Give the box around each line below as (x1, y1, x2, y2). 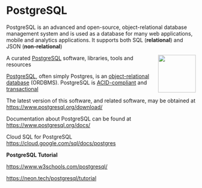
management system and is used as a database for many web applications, (6, 30, 193, 37)
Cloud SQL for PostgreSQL (6, 133, 73, 140)
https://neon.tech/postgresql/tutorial (6, 174, 97, 181)
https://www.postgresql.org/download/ (6, 103, 103, 110)
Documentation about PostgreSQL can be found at (6, 115, 132, 122)
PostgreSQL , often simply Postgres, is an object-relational (6, 72, 149, 80)
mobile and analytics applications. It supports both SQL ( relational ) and (6, 36, 183, 43)
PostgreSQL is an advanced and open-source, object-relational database (6, 23, 188, 31)
